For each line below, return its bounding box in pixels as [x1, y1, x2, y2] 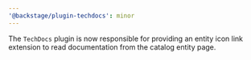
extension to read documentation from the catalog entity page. [8, 42, 216, 52]
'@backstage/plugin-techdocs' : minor [8, 11, 135, 20]
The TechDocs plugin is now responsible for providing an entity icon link [8, 34, 244, 43]
